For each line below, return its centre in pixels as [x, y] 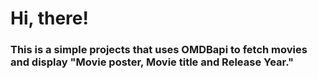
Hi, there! [49, 18]
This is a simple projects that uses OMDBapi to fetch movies [159, 50]
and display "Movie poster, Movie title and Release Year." [152, 62]
